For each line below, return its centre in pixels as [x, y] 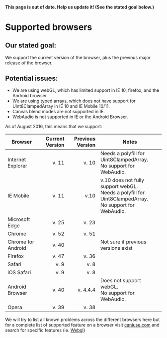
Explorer [17, 166]
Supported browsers [49, 27]
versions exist [116, 248]
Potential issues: [32, 78]
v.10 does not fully [122, 180]
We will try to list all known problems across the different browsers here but [83, 320]
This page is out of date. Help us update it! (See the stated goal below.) [80, 7]
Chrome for [21, 242]
